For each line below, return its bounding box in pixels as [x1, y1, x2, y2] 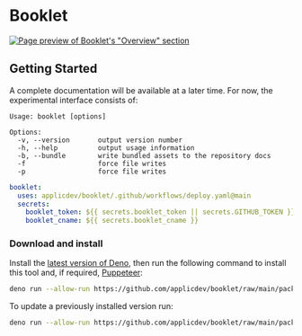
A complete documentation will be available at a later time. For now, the [9, 84, 273, 95]
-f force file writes [17, 159, 167, 168]
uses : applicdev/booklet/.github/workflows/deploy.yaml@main [17, 190, 252, 200]
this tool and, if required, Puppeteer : [9, 267, 144, 279]
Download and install [9, 237, 103, 250]
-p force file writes [17, 167, 167, 176]
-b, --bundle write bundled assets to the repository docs [17, 151, 271, 160]
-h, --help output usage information [17, 143, 195, 153]
